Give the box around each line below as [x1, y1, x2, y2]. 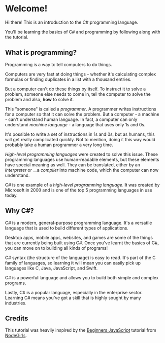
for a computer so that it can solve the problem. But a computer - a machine [5, 111, 160, 117]
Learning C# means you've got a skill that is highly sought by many [5, 295, 141, 301]
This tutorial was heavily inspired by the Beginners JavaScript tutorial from [5, 327, 157, 333]
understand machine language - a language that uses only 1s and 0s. [5, 121, 146, 127]
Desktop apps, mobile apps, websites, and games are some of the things [5, 234, 153, 240]
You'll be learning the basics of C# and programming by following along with [5, 29, 161, 35]
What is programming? [5, 48, 77, 57]
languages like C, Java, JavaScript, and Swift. [5, 265, 98, 271]
